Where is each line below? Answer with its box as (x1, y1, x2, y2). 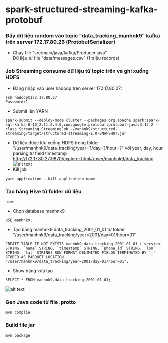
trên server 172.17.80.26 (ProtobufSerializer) (5, 39, 116, 46)
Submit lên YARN (12, 108, 48, 114)
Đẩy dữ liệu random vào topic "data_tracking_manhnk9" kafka (5, 32, 160, 39)
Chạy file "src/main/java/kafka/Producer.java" (12, 50, 107, 56)
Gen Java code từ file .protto (5, 299, 76, 305)
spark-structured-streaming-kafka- (5, 4, 158, 15)
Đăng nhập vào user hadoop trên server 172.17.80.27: (12, 85, 122, 91)
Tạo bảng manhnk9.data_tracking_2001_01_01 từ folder (12, 227, 125, 233)
